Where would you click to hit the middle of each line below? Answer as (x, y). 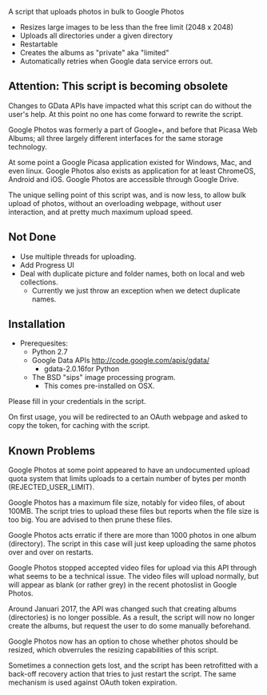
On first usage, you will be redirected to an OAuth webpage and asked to (128, 417)
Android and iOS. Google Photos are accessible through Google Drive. (124, 179)
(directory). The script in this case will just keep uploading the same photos (132, 543)
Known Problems (52, 451)
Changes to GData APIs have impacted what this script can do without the (130, 105)
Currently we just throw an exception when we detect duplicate (136, 290)
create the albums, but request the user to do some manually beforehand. (130, 626)
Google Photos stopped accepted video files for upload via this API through (133, 568)
